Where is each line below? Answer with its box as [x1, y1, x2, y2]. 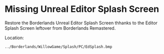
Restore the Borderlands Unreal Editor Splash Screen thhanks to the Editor [4, 20, 158, 26]
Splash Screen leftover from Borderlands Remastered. [4, 25, 116, 31]
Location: [4, 35, 24, 41]
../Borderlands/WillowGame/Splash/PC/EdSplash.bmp [4, 44, 112, 49]
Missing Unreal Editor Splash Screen [4, 3, 159, 15]
